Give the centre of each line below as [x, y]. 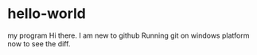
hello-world [47, 14]
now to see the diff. [39, 43]
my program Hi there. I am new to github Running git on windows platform [128, 35]
